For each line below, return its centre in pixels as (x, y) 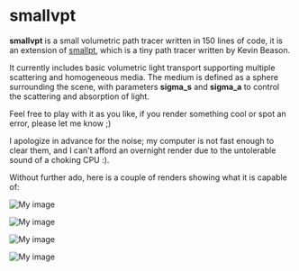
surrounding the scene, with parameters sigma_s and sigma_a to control (145, 86)
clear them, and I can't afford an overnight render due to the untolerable (143, 150)
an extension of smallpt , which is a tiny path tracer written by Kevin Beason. (150, 50)
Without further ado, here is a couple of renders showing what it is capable (149, 177)
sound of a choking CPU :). (59, 159)
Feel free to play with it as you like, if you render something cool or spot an (148, 113)
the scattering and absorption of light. (80, 96)
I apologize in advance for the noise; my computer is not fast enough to (142, 140)
